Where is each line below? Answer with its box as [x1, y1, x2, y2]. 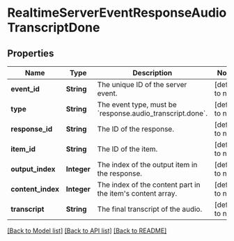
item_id [10, 144, 36, 154]
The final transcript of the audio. [97, 204, 203, 214]
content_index [10, 185, 59, 194]
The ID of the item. [97, 144, 158, 154]
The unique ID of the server [97, 80, 187, 89]
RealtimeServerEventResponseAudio [7, 5, 227, 21]
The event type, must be [97, 100, 178, 109]
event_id [10, 84, 40, 93]
